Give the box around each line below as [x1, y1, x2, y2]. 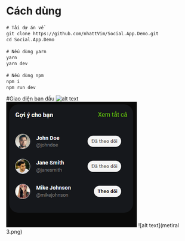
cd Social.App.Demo [6, 36, 55, 42]
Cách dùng [6, 4, 61, 18]
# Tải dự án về [6, 25, 44, 30]
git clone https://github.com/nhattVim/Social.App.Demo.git [6, 30, 159, 36]
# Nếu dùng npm [6, 72, 44, 78]
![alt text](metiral [138, 221, 179, 228]
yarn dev [6, 60, 28, 66]
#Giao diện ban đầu [6, 94, 55, 102]
